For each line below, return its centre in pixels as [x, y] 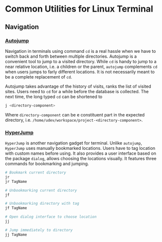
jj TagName [16, 234]
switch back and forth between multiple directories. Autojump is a [71, 56]
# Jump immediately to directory [39, 230]
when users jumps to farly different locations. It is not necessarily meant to [80, 72]
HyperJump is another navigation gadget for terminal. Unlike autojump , [74, 143]
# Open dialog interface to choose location [51, 217]
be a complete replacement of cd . [39, 77]
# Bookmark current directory [36, 173]
